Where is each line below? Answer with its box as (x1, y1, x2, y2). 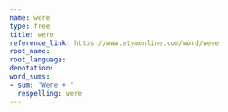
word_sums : (9, 72, 50, 81)
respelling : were (17, 89, 83, 98)
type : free (9, 22, 50, 31)
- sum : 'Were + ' (9, 80, 75, 89)
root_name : (9, 47, 50, 56)
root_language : (9, 55, 67, 64)
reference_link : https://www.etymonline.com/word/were (9, 38, 220, 48)
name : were (9, 13, 50, 23)
